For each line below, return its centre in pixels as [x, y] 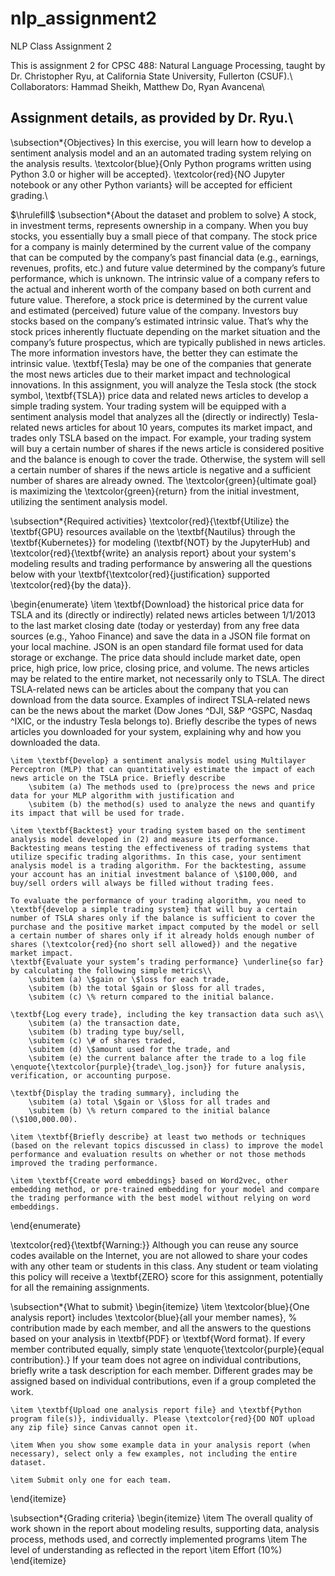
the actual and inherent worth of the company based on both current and [161, 289]
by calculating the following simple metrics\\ [111, 970]
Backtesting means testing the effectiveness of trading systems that [160, 848]
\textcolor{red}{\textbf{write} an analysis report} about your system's [153, 553]
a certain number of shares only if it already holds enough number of [162, 935]
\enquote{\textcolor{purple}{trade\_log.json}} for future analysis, [158, 1067]
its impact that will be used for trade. [98, 813]
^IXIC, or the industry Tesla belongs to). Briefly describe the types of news [163, 721]
